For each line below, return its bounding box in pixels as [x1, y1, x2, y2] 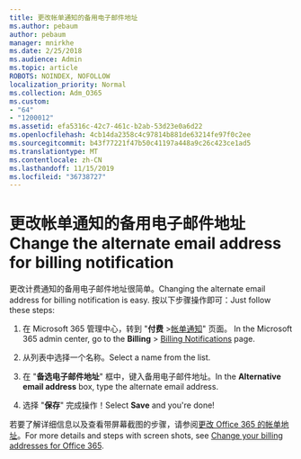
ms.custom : [9, 96, 50, 106]
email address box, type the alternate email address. [22, 382, 218, 392]
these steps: [9, 305, 56, 316]
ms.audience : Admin [9, 55, 83, 64]
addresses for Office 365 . [9, 440, 105, 451]
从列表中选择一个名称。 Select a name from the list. [22, 352, 211, 363]
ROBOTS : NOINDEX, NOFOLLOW [9, 72, 111, 81]
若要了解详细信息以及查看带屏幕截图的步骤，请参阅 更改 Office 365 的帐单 [9, 419, 281, 430]
